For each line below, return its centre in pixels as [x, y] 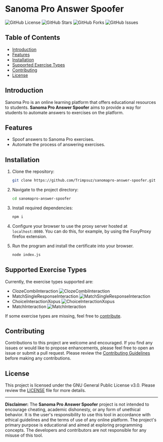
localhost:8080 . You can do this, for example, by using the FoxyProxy [81, 231]
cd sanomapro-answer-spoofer [41, 199]
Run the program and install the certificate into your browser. [73, 246]
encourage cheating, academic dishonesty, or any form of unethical [73, 409]
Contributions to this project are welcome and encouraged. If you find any [79, 343]
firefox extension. [30, 236]
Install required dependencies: [42, 208]
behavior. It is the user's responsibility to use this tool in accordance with [78, 415]
